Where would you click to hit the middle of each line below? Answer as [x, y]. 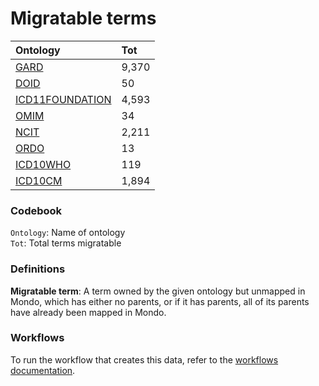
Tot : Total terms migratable [66, 243]
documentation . [43, 370]
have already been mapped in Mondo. [88, 312]
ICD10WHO [43, 164]
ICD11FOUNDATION [63, 99]
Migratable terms [83, 18]
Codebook [36, 210]
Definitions [38, 269]
